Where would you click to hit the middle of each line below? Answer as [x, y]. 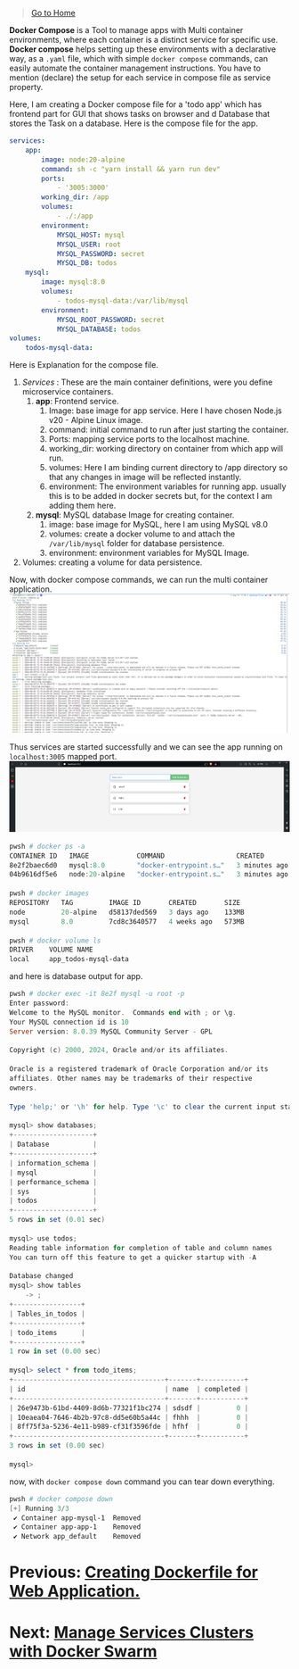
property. [26, 87]
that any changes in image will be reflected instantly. [145, 477]
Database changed [41, 1276]
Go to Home [53, 13]
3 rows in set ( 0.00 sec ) [57, 1446]
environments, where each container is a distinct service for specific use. [144, 40]
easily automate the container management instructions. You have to [135, 68]
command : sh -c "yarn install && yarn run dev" [131, 169]
